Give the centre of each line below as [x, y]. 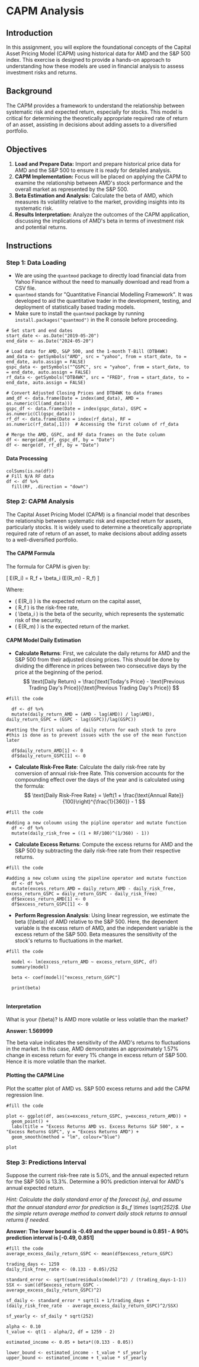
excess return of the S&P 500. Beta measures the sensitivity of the [96, 935]
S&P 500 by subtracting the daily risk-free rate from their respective [97, 851]
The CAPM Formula [31, 553]
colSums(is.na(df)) [30, 471]
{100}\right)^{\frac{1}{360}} [96, 802]
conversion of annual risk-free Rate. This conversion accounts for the [99, 773]
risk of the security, [38, 620]
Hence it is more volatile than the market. [56, 1062]
